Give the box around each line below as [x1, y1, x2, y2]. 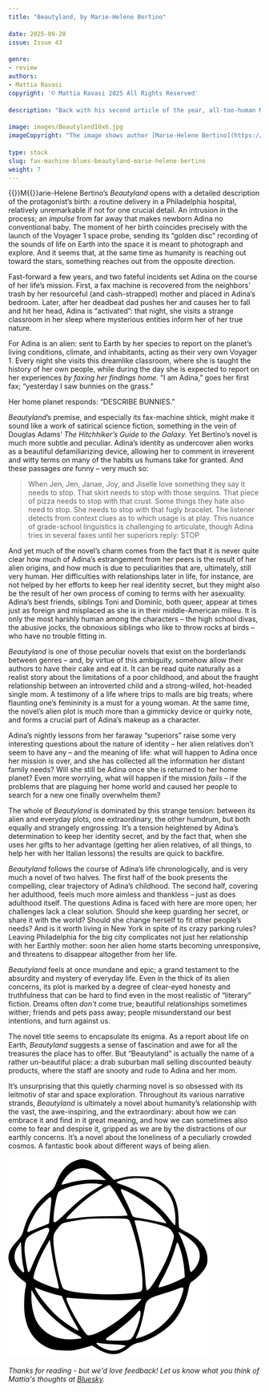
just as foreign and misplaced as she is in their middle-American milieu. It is [8, 606, 257, 616]
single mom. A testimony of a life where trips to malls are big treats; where [8, 690, 254, 699]
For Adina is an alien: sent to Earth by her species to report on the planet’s [8, 339, 252, 348]
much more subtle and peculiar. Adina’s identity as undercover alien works [8, 438, 254, 448]
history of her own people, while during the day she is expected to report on [8, 364, 259, 374]
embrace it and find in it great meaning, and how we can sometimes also [8, 1116, 248, 1125]
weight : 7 [8, 165, 42, 173]
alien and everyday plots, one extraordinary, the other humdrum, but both [8, 815, 251, 824]
